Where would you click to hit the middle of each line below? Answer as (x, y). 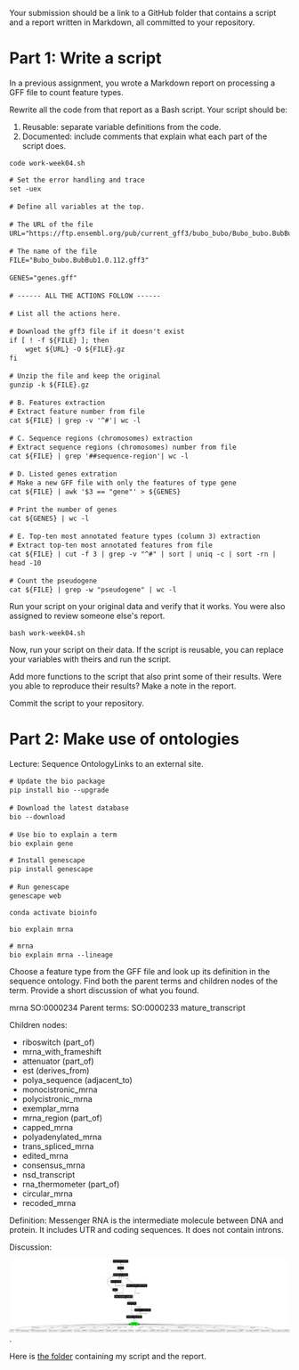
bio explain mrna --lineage (61, 955)
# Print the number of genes (63, 510)
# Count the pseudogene (53, 581)
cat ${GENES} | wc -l (49, 518)
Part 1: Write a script (85, 58)
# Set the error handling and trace (77, 180)
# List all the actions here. (65, 314)
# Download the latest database (69, 808)
